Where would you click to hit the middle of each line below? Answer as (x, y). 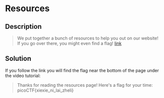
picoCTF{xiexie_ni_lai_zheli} (45, 90)
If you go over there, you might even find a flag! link (69, 43)
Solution (18, 59)
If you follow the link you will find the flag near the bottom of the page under (82, 70)
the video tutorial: (23, 76)
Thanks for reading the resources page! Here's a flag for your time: (85, 85)
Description (23, 27)
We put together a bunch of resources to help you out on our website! (88, 38)
